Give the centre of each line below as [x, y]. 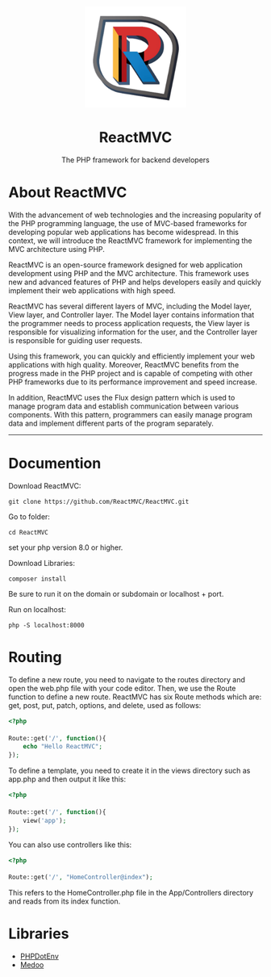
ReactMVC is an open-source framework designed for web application [126, 265]
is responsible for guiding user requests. [75, 340]
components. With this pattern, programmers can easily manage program [130, 414]
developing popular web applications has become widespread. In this [124, 232]
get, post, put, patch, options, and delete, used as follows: [105, 705]
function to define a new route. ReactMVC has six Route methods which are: [135, 697]
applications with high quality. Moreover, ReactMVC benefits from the [124, 364]
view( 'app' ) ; [45, 820]
